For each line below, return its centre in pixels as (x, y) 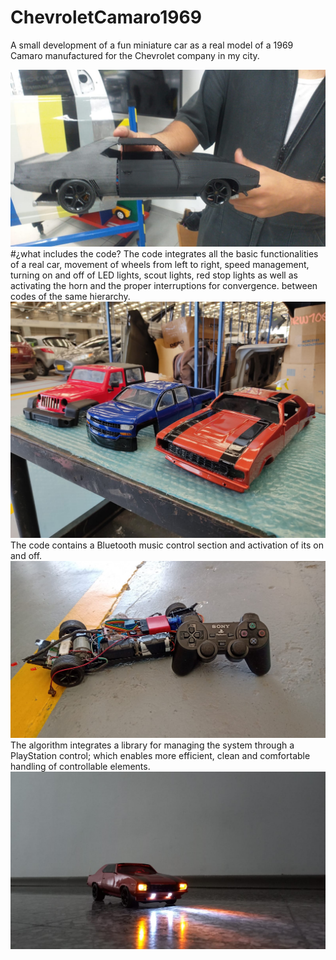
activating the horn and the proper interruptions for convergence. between (164, 286)
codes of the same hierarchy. (70, 297)
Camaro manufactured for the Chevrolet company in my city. (135, 55)
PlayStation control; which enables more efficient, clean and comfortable (160, 756)
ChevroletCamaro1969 (106, 17)
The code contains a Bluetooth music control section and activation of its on (167, 545)
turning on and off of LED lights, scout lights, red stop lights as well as (154, 275)
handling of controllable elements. (80, 767)
